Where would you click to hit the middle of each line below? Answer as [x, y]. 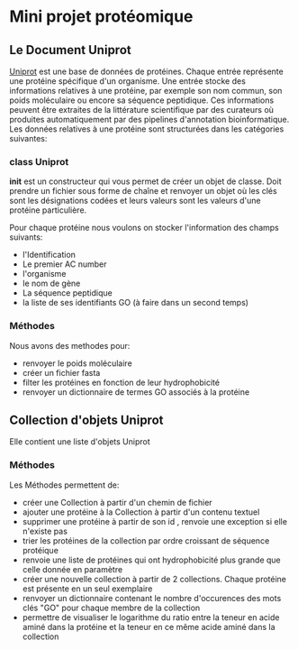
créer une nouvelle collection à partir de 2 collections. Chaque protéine [154, 579]
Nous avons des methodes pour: [70, 345]
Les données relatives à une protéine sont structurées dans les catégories [147, 129]
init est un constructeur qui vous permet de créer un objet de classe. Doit [145, 181]
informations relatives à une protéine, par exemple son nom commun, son [146, 91]
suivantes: [28, 138]
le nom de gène [51, 283]
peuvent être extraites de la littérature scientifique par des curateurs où [142, 110]
